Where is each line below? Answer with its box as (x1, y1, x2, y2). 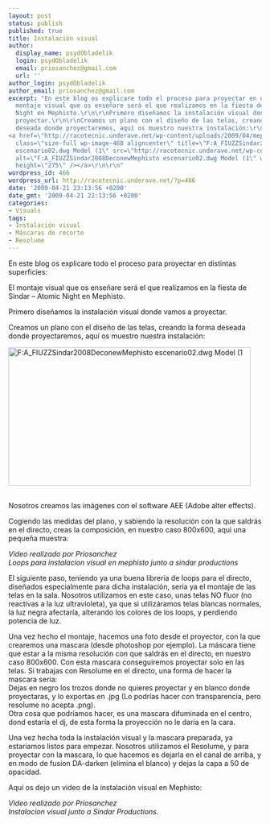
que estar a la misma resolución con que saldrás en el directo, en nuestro (8, 648, 252, 658)
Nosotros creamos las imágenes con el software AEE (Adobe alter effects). (8, 500, 256, 510)
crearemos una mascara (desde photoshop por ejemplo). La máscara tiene (8, 640, 256, 649)
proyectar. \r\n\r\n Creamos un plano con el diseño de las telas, (15, 117, 239, 125)
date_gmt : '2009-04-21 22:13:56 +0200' (8, 191, 142, 200)
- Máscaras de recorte (8, 229, 84, 238)
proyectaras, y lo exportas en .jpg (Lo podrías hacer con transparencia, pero (8, 691, 261, 701)
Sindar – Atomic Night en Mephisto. (8, 291, 126, 300)
